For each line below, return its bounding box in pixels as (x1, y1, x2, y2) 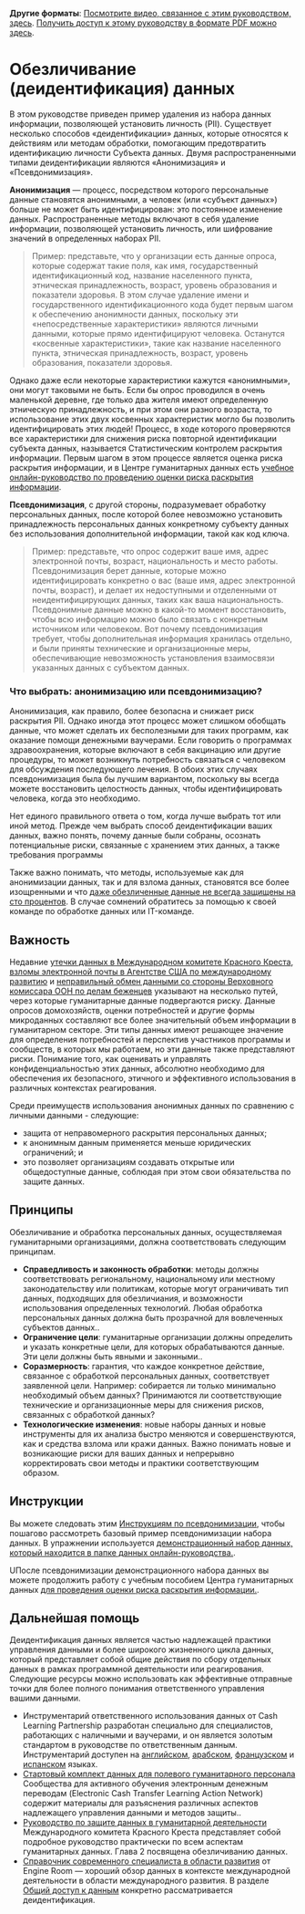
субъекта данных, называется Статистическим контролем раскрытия (9, 442, 282, 453)
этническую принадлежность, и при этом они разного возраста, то (9, 403, 273, 414)
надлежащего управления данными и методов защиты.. (22, 1807, 241, 1818)
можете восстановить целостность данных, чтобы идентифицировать (9, 784, 283, 795)
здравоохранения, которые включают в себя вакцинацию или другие (9, 744, 281, 755)
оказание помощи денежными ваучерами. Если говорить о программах (9, 734, 292, 746)
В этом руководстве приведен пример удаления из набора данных (9, 109, 271, 120)
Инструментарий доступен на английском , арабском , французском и (22, 1749, 295, 1760)
